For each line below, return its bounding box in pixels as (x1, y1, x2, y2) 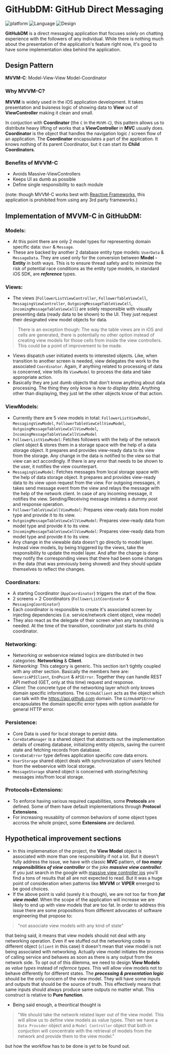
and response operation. (12, 501, 64, 507)
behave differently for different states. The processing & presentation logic (5, 970, 164, 976)
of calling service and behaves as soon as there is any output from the (5, 954, 153, 960)
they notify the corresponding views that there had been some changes (12, 555, 163, 561)
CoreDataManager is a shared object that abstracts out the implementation (12, 736, 165, 742)
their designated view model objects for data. (12, 317, 108, 323)
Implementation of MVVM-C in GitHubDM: (5, 212, 142, 220)
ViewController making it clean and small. (5, 110, 94, 116)
